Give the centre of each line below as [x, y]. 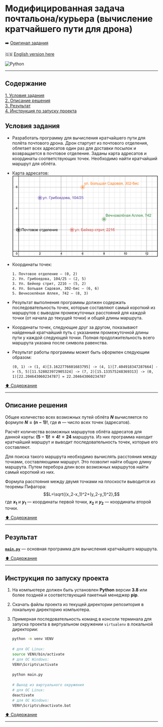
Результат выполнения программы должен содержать [69, 302]
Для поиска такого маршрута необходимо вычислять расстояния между [81, 456]
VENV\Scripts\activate [35, 664]
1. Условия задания [25, 95]
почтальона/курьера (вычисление [79, 19]
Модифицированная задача [65, 8]
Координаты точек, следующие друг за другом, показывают [75, 327]
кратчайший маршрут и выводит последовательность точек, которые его [81, 442]
